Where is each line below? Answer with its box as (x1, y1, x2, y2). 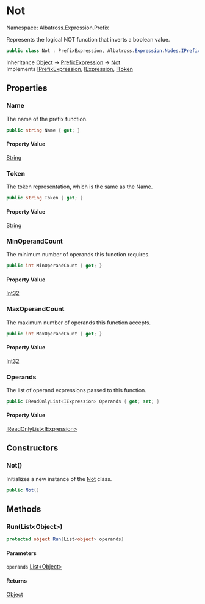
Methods (6, 504, 41, 515)
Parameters (6, 549, 37, 557)
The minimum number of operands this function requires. (6, 251, 151, 258)
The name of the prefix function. (6, 115, 88, 122)
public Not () (6, 487, 40, 493)
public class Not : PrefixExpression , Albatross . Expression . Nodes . (6, 47, 182, 54)
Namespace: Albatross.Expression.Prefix (6, 24, 109, 31)
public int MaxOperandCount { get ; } (6, 330, 103, 337)
